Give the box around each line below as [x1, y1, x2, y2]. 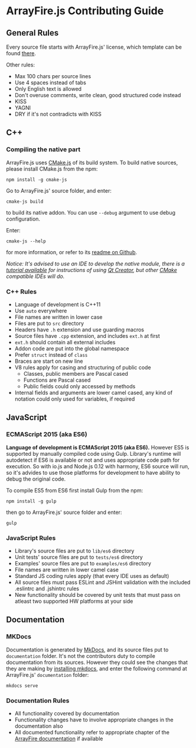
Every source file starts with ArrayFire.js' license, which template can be [6, 43, 182, 50]
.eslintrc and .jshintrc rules [14, 585, 80, 592]
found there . [6, 50, 37, 57]
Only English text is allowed [14, 85, 81, 92]
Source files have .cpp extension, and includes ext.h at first [14, 332, 161, 339]
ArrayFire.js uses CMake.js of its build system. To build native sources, [6, 159, 178, 166]
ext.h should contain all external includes [14, 338, 116, 346]
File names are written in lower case [14, 313, 103, 321]
